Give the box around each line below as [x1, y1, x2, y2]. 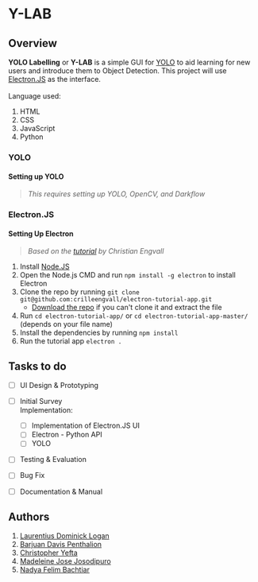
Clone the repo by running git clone [19, 287, 141, 297]
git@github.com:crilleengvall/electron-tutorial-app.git [19, 296, 213, 304]
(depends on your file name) [19, 320, 114, 329]
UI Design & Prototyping [19, 381, 99, 390]
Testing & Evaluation [19, 455, 87, 464]
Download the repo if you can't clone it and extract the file [31, 303, 222, 312]
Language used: [8, 91, 61, 100]
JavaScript [19, 124, 56, 133]
